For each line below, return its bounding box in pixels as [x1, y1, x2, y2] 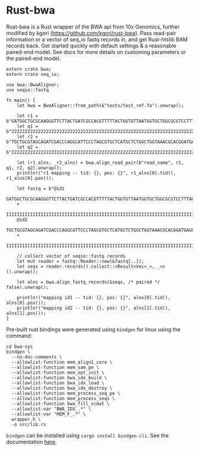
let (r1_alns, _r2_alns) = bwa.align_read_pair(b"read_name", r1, [17, 160, 184, 166]
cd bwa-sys [6, 344, 33, 350]
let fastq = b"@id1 [17, 185, 65, 192]
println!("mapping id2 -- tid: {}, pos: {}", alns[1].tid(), [17, 305, 171, 311]
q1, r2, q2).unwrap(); [6, 164, 62, 171]
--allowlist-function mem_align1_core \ [11, 359, 113, 365]
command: [6, 332, 33, 339]
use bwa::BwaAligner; [6, 81, 60, 88]
